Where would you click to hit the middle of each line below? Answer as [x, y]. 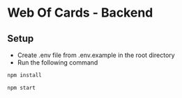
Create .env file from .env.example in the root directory [96, 55]
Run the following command [58, 63]
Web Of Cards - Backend [80, 13]
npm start [22, 88]
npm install [24, 75]
